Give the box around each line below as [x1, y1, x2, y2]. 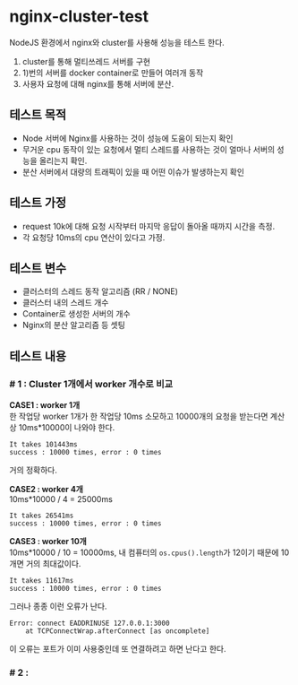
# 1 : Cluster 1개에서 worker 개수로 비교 [9, 377, 173, 390]
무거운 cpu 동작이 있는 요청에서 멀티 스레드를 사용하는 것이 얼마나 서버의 [21, 143, 276, 154]
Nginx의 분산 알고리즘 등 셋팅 [21, 320, 125, 331]
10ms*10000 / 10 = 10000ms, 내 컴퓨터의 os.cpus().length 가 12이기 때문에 [9, 547, 279, 558]
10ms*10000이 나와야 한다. [18, 422, 115, 433]
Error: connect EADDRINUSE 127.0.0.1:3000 [9, 619, 170, 629]
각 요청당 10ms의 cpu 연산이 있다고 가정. [21, 231, 166, 243]
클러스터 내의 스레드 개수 [21, 298, 109, 308]
